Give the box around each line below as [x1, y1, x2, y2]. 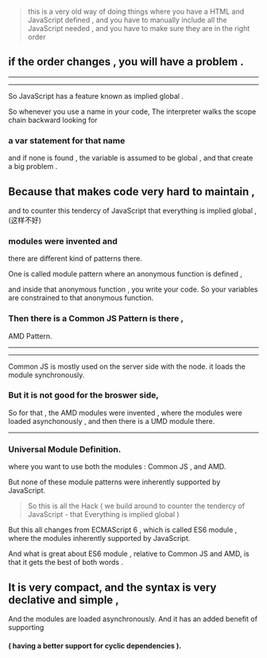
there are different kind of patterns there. [8, 254, 143, 264]
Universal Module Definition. [8, 444, 122, 455]
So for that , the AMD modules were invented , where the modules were [8, 408, 242, 417]
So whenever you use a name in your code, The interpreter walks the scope [8, 107, 257, 116]
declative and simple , [8, 593, 119, 606]
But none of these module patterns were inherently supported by [8, 477, 221, 487]
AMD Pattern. [8, 331, 53, 341]
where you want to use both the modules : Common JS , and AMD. [8, 462, 226, 472]
